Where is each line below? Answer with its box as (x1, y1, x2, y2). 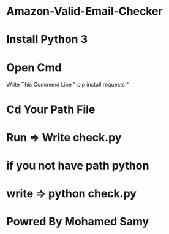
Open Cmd (6, 60, 62, 74)
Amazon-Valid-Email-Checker (6, 4, 163, 18)
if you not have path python (6, 158, 149, 173)
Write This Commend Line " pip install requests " (6, 81, 129, 88)
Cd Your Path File (6, 103, 96, 116)
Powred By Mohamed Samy (6, 215, 149, 228)
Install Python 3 (6, 33, 88, 47)
